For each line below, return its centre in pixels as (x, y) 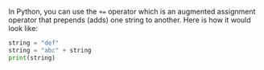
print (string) (32, 58)
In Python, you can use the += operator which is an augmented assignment (132, 12)
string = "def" (34, 43)
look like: (23, 28)
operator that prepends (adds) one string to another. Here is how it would (130, 20)
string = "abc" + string (50, 50)
